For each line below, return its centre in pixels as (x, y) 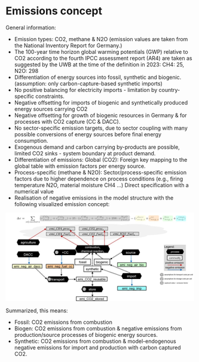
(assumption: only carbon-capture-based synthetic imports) (88, 83)
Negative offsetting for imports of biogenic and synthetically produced (101, 102)
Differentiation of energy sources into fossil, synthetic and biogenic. (98, 77)
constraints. (50, 96)
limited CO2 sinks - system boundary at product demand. (85, 153)
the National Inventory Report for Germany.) (68, 45)
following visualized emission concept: (62, 204)
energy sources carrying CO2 (51, 109)
